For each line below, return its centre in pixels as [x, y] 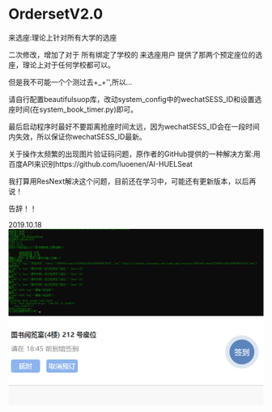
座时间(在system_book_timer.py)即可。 [73, 109]
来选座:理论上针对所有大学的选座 [63, 37]
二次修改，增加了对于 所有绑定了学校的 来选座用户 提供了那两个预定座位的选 [136, 54]
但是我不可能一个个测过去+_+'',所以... [70, 82]
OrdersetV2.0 [56, 14]
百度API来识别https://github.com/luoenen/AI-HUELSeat [100, 164]
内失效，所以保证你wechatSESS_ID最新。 [78, 136]
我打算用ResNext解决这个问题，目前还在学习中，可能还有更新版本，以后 [129, 181]
